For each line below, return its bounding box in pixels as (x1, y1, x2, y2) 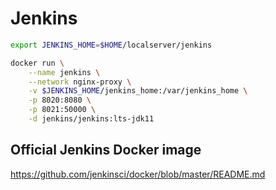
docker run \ (10, 58, 65, 68)
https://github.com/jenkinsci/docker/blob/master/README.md (10, 168, 266, 180)
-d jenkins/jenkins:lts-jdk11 (28, 114, 155, 124)
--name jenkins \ (28, 67, 101, 77)
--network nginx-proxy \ (28, 77, 132, 87)
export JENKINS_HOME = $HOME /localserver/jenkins (10, 40, 213, 50)
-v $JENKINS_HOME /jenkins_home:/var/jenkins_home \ (28, 86, 248, 96)
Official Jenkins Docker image (10, 142, 202, 159)
